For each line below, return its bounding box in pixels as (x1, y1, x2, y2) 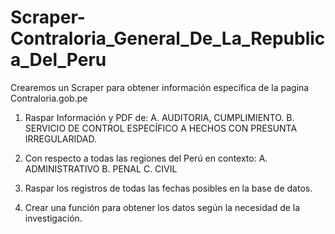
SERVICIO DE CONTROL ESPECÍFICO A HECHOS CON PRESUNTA (24, 122, 298, 134)
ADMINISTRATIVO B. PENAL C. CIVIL (24, 162, 178, 175)
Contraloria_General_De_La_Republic (10, 27, 326, 50)
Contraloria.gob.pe (10, 92, 88, 104)
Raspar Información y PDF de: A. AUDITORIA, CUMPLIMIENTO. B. (24, 111, 295, 123)
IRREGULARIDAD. (24, 132, 98, 145)
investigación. (24, 212, 83, 224)
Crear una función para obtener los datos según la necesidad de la (24, 201, 301, 213)
